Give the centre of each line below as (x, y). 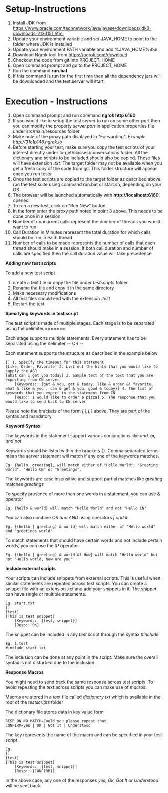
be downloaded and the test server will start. (59, 81)
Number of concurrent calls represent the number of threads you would (87, 221)
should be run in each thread (43, 237)
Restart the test (29, 304)
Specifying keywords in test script (42, 313)
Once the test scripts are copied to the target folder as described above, (87, 179)
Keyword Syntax (23, 426)
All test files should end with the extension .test (61, 298)
